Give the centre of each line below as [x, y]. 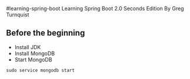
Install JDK [28, 47]
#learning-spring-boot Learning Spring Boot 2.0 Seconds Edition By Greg [95, 8]
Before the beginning [46, 33]
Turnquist [18, 15]
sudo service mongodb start [41, 70]
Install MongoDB [35, 53]
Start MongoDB [33, 59]
